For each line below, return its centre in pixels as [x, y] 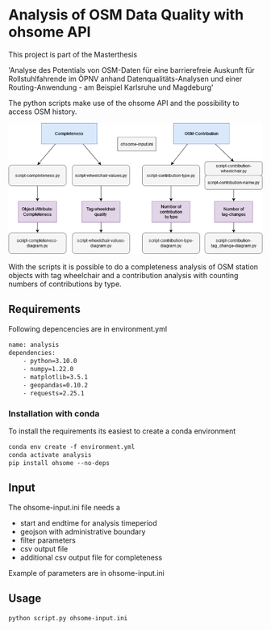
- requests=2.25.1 [54, 393]
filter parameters [48, 540]
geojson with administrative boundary [83, 531]
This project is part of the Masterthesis [73, 54]
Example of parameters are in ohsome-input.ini [87, 573]
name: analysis [34, 345]
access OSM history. [43, 112]
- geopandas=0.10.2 [56, 385]
